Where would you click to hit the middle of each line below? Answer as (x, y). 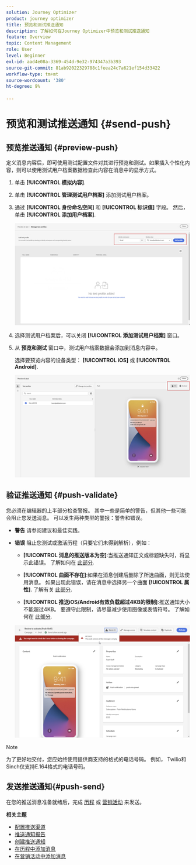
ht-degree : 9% (23, 87)
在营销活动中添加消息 (40, 856)
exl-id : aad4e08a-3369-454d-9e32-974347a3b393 (64, 61)
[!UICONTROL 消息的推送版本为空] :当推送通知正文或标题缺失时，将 (104, 555)
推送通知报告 (30, 834)
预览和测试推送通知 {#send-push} (88, 124)
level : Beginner (26, 56)
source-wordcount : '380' (36, 80)
